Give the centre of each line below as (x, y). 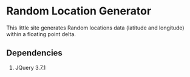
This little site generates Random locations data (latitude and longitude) (95, 28)
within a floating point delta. (41, 34)
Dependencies (34, 53)
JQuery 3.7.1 (30, 67)
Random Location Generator (79, 11)
